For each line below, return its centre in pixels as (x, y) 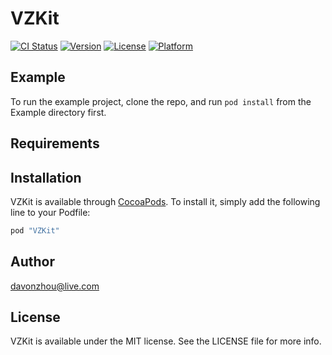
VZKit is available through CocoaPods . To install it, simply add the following (165, 201)
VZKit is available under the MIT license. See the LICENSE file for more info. (166, 341)
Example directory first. (58, 112)
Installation (46, 177)
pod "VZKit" (35, 230)
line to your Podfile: (50, 212)
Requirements (55, 143)
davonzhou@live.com (55, 286)
